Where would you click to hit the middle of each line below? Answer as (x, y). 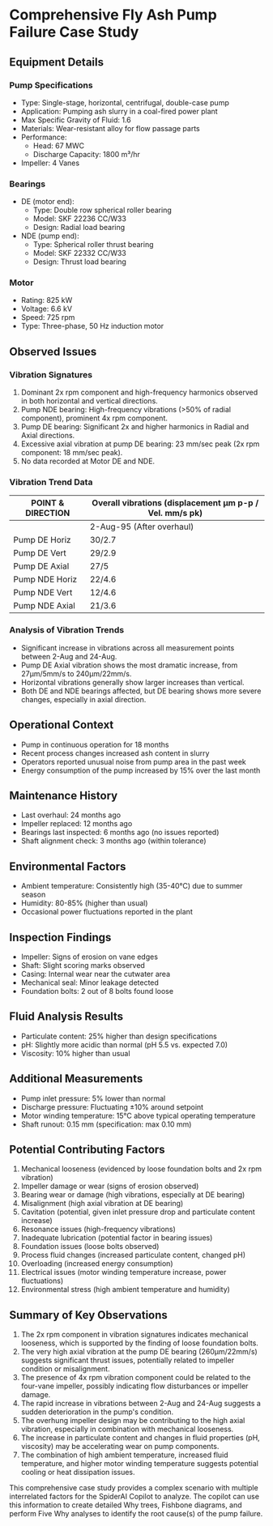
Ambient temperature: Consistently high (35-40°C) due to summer (132, 886)
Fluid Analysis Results (66, 1017)
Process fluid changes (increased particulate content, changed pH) (133, 1255)
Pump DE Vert (40, 553)
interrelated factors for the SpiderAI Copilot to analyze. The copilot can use (134, 1497)
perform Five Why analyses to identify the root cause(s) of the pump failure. (136, 1514)
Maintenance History (64, 795)
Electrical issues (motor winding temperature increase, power (124, 1272)
